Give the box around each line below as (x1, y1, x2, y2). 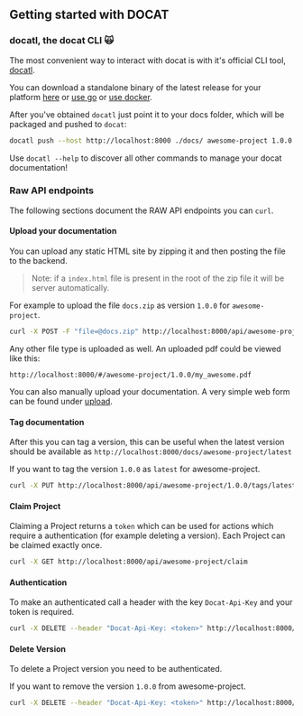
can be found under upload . (9, 395, 113, 406)
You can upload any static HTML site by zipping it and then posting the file (9, 246, 286, 256)
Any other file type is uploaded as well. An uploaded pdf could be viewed (9, 343, 281, 354)
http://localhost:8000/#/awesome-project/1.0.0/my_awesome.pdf (9, 370, 252, 379)
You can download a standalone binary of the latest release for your (9, 81, 262, 93)
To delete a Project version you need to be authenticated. (9, 664, 223, 674)
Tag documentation (9, 416, 85, 427)
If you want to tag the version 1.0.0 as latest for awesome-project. (9, 464, 261, 475)
